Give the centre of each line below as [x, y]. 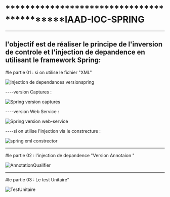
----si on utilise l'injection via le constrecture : [53, 131]
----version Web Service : [32, 111]
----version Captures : [29, 92]
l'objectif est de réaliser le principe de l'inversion [84, 44]
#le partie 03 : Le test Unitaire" [37, 179]
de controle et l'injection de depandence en [75, 52]
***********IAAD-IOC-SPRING [75, 19]
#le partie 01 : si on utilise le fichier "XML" [49, 72]
